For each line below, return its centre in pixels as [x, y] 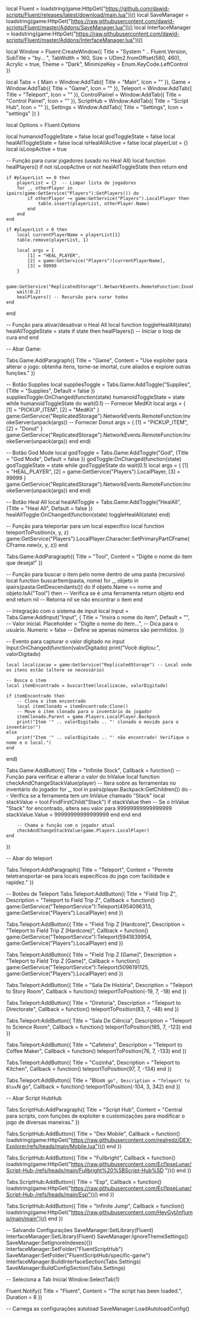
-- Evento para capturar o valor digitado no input [65, 641]
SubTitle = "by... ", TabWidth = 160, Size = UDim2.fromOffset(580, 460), [94, 58]
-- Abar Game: [24, 349]
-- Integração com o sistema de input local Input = [68, 611]
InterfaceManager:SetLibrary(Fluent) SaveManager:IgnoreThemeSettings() [97, 1236]
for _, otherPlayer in [45, 188]
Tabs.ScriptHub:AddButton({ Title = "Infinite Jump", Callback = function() [95, 1206]
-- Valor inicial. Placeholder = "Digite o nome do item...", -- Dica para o [92, 623]
